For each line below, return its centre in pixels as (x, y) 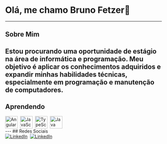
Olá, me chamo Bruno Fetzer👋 (68, 10)
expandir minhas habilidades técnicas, (66, 74)
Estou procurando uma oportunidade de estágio (81, 51)
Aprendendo (25, 107)
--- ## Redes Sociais (27, 131)
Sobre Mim (22, 34)
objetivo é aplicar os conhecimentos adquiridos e (83, 67)
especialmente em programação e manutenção (80, 82)
